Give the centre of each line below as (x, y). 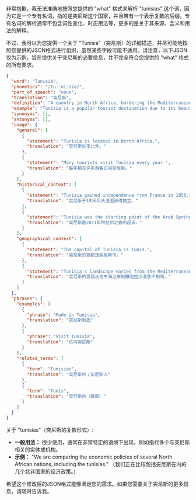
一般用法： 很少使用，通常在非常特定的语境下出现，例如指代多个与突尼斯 (102, 442)
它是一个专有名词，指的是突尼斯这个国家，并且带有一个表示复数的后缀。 (98, 16)
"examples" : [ (34, 304)
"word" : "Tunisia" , (35, 81)
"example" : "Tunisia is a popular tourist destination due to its (94, 109)
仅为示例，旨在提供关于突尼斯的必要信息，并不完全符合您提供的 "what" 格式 (98, 58)
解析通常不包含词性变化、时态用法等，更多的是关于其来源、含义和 (105, 23)
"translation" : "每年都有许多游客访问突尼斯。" (80, 168)
